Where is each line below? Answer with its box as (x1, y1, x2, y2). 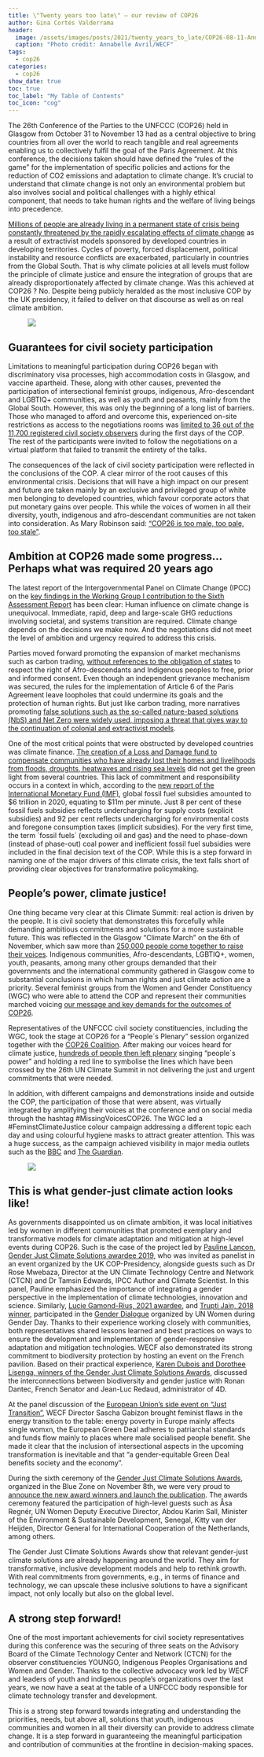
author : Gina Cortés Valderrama (8, 19, 114, 27)
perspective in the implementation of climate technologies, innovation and (8, 1292, 247, 1302)
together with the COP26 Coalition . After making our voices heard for (8, 1039, 232, 1049)
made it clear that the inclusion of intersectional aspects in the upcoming (8, 1442, 244, 1451)
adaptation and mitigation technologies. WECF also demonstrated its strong (8, 1343, 253, 1352)
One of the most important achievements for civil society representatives (8, 1633, 244, 1642)
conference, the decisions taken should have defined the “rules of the (8, 154, 234, 164)
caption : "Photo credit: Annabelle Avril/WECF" (15, 41, 174, 49)
